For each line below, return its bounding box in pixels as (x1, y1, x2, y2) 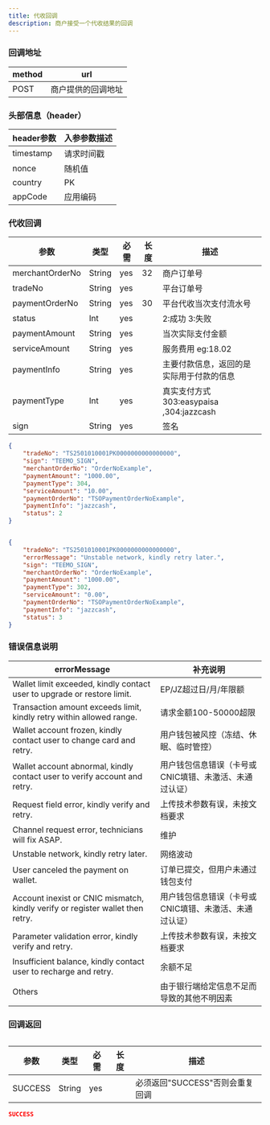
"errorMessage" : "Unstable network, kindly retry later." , (22, 553, 225, 562)
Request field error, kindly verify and (12, 798, 150, 810)
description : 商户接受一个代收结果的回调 (8, 19, 133, 27)
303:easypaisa (162, 396, 219, 407)
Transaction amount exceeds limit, (12, 701, 142, 712)
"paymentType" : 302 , (22, 583, 92, 591)
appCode (12, 191, 47, 202)
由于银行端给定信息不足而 (160, 980, 257, 991)
